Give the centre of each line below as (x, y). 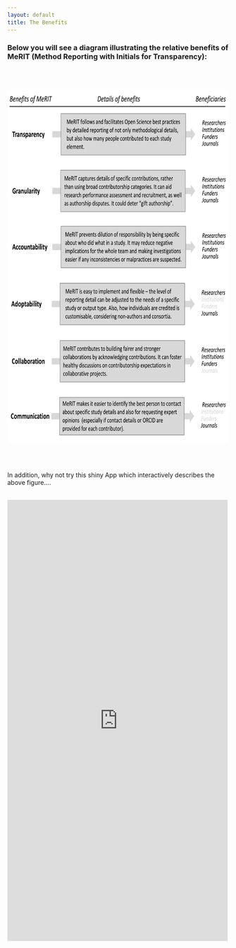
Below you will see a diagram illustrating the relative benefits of (118, 48)
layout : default (31, 15)
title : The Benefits (38, 22)
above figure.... (29, 482)
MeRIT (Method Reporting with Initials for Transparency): (107, 56)
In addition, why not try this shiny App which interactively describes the (111, 475)
